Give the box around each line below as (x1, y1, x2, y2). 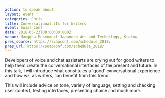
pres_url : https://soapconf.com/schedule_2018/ (5, 44, 105, 49)
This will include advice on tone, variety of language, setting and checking (5, 82, 156, 88)
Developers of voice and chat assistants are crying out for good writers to (5, 57, 155, 63)
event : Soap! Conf (5, 25, 43, 30)
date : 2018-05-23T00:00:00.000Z (5, 30, 71, 35)
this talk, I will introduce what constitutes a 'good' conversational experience (5, 67, 160, 73)
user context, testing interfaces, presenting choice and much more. (5, 87, 141, 93)
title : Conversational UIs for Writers (5, 21, 87, 26)
